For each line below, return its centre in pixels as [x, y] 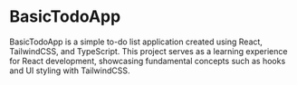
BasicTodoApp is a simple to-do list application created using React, [136, 42]
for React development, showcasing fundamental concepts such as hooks [148, 61]
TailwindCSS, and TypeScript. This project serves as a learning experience [148, 51]
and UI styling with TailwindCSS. [70, 71]
